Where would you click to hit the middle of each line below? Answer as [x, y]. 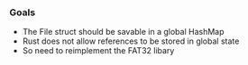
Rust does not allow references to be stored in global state [131, 41]
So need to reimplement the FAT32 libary [98, 51]
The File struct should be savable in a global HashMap [123, 32]
